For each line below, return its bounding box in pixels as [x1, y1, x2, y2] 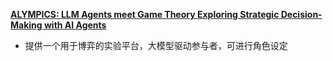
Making [10, 19, 43, 31]
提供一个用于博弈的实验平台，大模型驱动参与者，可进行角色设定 [24, 40, 288, 51]
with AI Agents [43, 19, 107, 31]
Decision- [280, 9, 323, 20]
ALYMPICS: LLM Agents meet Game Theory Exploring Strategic [10, 9, 280, 20]
